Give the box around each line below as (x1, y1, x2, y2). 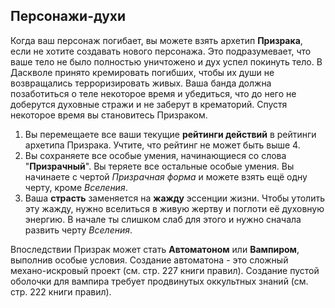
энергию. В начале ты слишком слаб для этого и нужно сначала (24, 213, 302, 225)
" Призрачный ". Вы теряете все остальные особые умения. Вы (24, 160, 295, 172)
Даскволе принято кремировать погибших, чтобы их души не (10, 66, 275, 78)
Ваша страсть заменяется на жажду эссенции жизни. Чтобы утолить (24, 192, 325, 204)
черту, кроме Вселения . (24, 181, 128, 193)
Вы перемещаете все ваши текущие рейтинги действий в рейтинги (24, 128, 317, 140)
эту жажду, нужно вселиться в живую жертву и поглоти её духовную (24, 202, 325, 214)
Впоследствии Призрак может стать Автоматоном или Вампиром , (10, 243, 300, 255)
